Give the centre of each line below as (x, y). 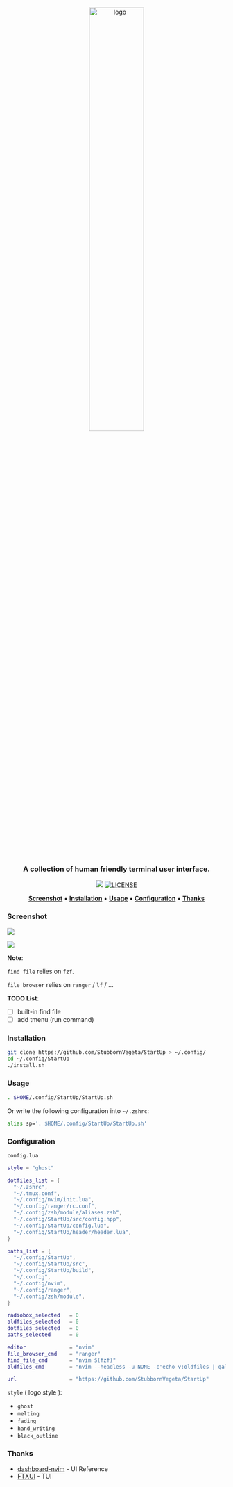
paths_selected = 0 (43, 1335)
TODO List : (23, 998)
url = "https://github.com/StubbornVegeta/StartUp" (108, 1379)
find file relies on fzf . (41, 971)
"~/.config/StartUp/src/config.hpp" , (68, 1219)
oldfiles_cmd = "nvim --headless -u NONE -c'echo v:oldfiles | (111, 1367)
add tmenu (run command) (55, 1019)
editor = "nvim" (51, 1347)
